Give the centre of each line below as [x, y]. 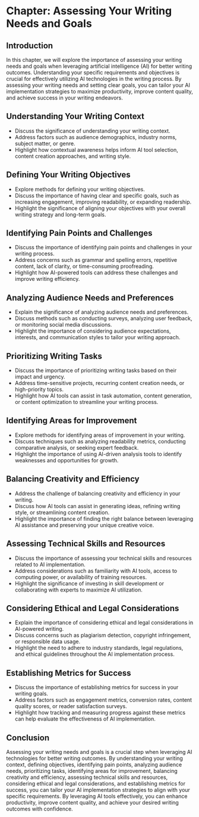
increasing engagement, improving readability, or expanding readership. [103, 202]
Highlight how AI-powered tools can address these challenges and [96, 273]
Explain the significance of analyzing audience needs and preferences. [102, 312]
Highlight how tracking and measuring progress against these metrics [100, 713]
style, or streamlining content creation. [62, 512]
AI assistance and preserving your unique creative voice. [84, 525]
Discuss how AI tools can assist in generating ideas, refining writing [97, 506]
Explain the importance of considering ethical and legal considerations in [104, 622]
